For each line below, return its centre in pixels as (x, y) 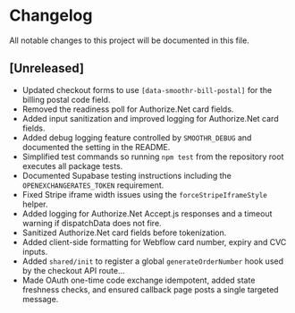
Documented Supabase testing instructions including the (127, 175)
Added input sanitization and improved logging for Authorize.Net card (150, 118)
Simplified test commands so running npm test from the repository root (153, 156)
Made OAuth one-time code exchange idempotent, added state (139, 280)
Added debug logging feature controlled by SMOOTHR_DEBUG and (137, 137)
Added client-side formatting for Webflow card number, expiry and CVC (154, 241)
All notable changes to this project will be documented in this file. (130, 40)
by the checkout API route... (73, 270)
